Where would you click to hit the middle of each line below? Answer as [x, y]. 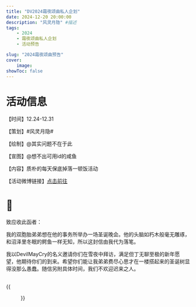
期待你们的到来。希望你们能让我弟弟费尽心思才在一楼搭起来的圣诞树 [103, 261]
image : [24, 65]
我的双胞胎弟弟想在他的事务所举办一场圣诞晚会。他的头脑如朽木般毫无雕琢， [98, 234]
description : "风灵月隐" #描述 [41, 22]
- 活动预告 [28, 44]
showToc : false [24, 71]
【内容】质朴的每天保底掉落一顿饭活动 [52, 169]
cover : [14, 60]
